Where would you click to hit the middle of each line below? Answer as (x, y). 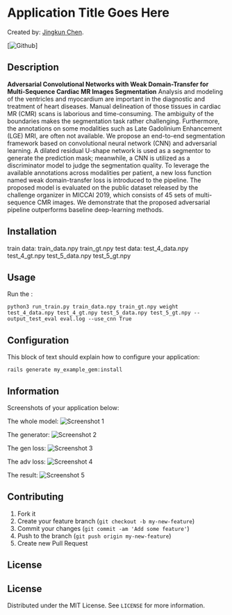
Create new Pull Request (52, 543)
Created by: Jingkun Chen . (46, 32)
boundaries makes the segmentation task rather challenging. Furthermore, (114, 121)
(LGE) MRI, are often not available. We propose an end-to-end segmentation (116, 136)
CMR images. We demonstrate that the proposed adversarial (124, 202)
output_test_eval (32, 319)
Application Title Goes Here (89, 13)
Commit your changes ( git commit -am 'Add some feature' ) (103, 528)
